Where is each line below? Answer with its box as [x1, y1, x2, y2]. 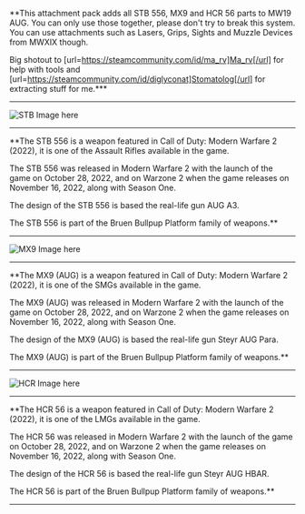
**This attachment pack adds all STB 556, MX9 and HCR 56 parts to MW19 [9, 8, 292, 18]
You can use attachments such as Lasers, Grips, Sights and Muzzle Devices [9, 27, 293, 37]
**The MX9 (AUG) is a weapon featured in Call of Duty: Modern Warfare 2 [9, 270, 289, 280]
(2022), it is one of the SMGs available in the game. [9, 279, 202, 290]
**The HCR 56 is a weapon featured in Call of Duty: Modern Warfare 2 [9, 404, 274, 415]
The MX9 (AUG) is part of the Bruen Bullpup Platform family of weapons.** [9, 352, 289, 362]
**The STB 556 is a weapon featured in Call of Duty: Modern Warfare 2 [9, 136, 278, 146]
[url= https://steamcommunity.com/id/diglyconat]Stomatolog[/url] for [9, 74, 266, 85]
